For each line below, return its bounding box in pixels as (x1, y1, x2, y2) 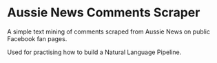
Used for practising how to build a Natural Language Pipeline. (7, 48, 182, 56)
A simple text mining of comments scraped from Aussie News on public (7, 27, 211, 36)
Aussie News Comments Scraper (7, 5, 200, 21)
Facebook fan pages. (7, 34, 68, 42)
